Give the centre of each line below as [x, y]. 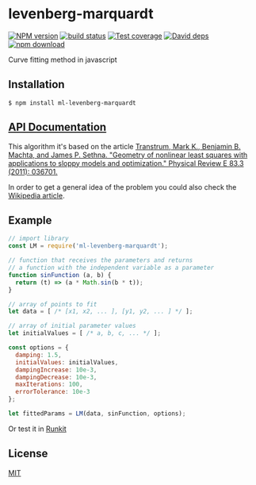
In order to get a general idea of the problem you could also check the [122, 187]
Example [30, 220]
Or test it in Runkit [38, 429]
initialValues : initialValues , [67, 362]
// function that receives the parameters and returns [101, 260]
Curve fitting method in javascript [63, 60]
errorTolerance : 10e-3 [53, 392]
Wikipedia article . [36, 195]
